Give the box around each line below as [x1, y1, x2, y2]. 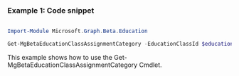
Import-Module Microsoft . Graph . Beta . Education [7, 27, 148, 35]
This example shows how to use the [7, 53, 112, 62]
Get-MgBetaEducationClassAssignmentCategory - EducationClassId [7, 41, 199, 48]
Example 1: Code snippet [7, 6, 95, 15]
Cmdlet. [139, 61, 162, 69]
